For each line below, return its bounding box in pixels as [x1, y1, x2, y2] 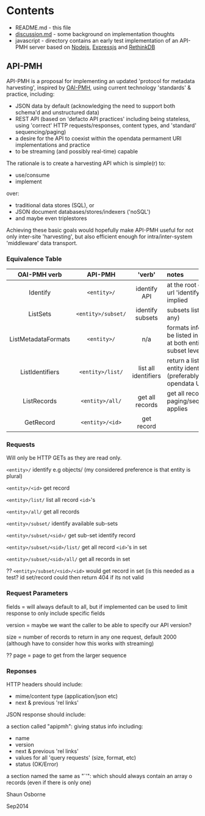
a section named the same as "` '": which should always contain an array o [6, 772, 192, 779]
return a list [167, 356, 200, 365]
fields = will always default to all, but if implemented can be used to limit [6, 603, 188, 610]
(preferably [167, 372, 200, 380]
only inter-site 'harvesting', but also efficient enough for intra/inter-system [6, 233, 193, 240]
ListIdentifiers [20, 368, 60, 377]
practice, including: [6, 90, 55, 98]
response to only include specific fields [6, 609, 106, 617]
